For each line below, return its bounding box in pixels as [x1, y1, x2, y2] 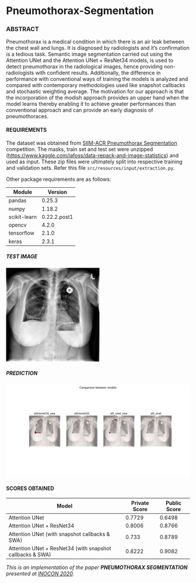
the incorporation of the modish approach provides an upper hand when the [6, 94, 189, 101]
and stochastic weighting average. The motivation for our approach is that [6, 88, 184, 95]
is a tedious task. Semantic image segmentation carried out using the [6, 51, 173, 58]
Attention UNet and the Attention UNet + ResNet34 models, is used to [6, 57, 174, 64]
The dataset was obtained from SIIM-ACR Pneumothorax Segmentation [6, 139, 178, 146]
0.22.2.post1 [41, 213, 73, 220]
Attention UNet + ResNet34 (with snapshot [8, 544, 111, 551]
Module [13, 188, 33, 196]
